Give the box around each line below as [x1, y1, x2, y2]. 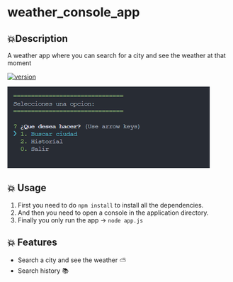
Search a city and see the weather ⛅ [17, 256, 126, 264]
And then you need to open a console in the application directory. [17, 208, 209, 217]
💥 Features [7, 237, 58, 249]
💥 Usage [7, 182, 47, 194]
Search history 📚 [17, 266, 69, 275]
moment [7, 59, 32, 67]
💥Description [7, 33, 69, 45]
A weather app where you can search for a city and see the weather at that [7, 51, 227, 60]
